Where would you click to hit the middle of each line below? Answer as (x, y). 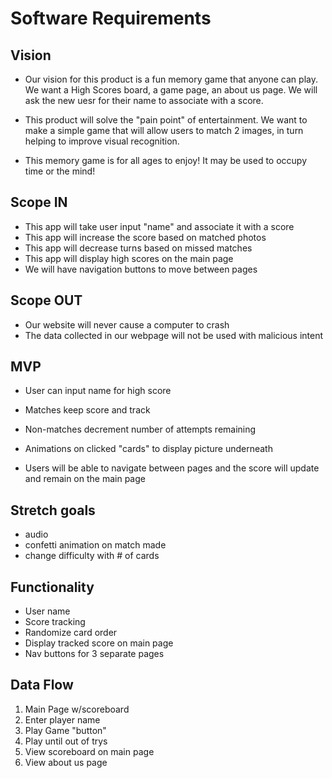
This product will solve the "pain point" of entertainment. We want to (166, 120)
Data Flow (42, 685)
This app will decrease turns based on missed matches (138, 248)
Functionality (52, 587)
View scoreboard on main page (89, 751)
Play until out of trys (66, 741)
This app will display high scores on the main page (129, 258)
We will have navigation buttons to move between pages (141, 269)
